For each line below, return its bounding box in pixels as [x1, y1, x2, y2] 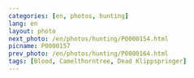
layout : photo [8, 27, 57, 35]
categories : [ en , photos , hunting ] [8, 11, 129, 20]
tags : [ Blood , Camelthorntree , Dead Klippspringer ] [8, 58, 187, 66]
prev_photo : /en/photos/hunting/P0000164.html [8, 50, 169, 58]
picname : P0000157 [8, 42, 71, 50]
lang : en [8, 19, 38, 28]
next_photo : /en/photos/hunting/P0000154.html [8, 34, 169, 43]
